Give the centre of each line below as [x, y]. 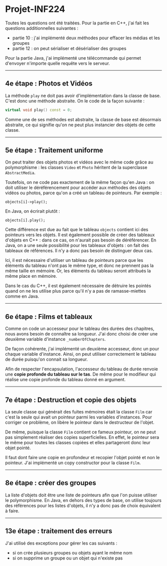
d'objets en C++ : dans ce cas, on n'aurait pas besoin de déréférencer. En [81, 240]
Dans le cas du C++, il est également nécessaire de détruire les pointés [78, 286]
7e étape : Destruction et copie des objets [71, 400]
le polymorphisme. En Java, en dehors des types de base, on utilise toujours [83, 500]
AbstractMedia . [20, 173]
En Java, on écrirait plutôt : [33, 211]
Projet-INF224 [35, 9]
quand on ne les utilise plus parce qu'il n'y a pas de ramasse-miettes [76, 291]
